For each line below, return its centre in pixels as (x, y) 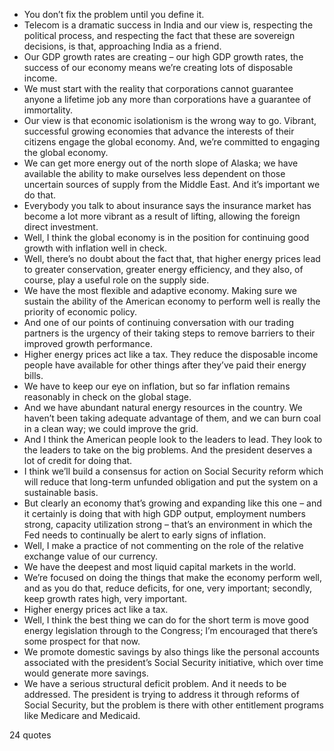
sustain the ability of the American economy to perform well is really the (172, 301)
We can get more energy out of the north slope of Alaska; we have (161, 163)
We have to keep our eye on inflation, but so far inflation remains (157, 386)
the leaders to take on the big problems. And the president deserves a (168, 450)
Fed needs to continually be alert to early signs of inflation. (145, 535)
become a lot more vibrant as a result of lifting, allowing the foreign (162, 216)
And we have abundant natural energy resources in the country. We (163, 407)
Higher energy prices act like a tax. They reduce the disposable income (171, 354)
